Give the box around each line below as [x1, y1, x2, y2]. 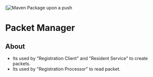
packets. [12, 60, 31, 66]
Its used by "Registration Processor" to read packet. [12, 66, 121, 72]
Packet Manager [5, 22, 75, 33]
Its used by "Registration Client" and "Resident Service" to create [12, 55, 148, 61]
